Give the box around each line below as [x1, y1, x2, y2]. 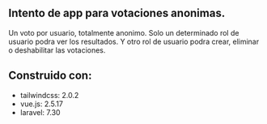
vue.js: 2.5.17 [19, 99, 63, 109]
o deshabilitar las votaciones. [8, 45, 106, 55]
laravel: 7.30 [19, 107, 61, 117]
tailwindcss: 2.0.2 [19, 90, 79, 100]
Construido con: [8, 69, 92, 83]
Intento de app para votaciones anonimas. [8, 6, 226, 20]
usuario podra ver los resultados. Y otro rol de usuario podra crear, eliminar [8, 36, 260, 46]
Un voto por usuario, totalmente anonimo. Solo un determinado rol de [8, 28, 239, 37]
